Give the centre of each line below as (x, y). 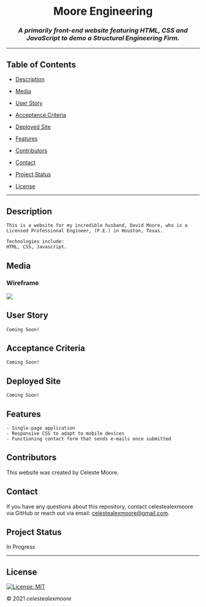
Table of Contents (41, 65)
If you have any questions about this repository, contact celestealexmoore (100, 506)
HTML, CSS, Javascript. (37, 247)
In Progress (21, 547)
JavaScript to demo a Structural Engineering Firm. (103, 38)
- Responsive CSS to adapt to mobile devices (65, 433)
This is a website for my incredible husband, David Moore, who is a (97, 226)
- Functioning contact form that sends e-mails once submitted (89, 439)
